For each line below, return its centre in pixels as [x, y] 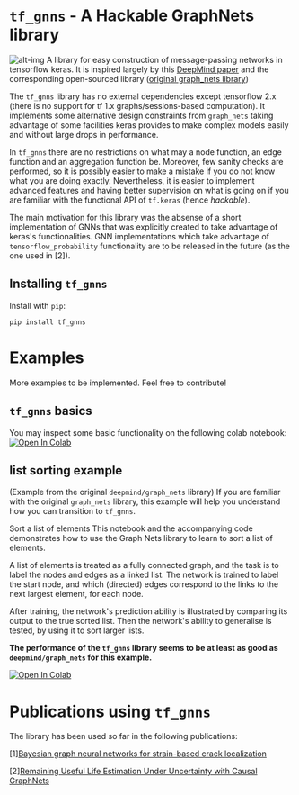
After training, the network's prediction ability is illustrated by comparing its [149, 611]
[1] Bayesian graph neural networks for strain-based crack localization [138, 754]
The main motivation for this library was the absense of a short [125, 217]
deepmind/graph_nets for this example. [81, 657]
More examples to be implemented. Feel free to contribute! [118, 383]
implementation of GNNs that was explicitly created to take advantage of [144, 227]
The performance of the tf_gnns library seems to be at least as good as [144, 648]
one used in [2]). [40, 255]
